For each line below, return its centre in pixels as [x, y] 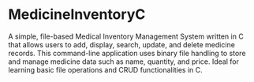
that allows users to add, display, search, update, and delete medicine [121, 44]
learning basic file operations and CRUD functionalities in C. [105, 69]
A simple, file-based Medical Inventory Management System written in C [126, 36]
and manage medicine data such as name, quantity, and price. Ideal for [123, 61]
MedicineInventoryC [77, 15]
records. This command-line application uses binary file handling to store [127, 53]
